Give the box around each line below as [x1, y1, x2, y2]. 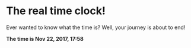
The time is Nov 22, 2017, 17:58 [6, 35, 84, 42]
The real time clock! [6, 4, 106, 18]
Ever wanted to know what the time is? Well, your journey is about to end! [6, 24, 186, 31]
